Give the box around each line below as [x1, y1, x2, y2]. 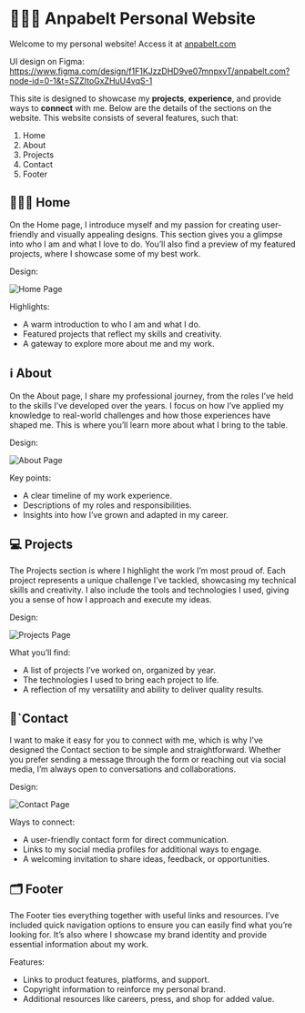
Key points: [9, 472, 52, 483]
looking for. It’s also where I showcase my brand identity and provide [9, 929, 267, 940]
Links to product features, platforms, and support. [22, 974, 210, 985]
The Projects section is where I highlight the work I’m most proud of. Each [9, 565, 287, 576]
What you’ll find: [9, 647, 71, 658]
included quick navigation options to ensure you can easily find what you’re [9, 919, 293, 930]
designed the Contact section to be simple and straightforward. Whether [9, 745, 281, 755]
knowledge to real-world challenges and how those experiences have [9, 410, 271, 420]
